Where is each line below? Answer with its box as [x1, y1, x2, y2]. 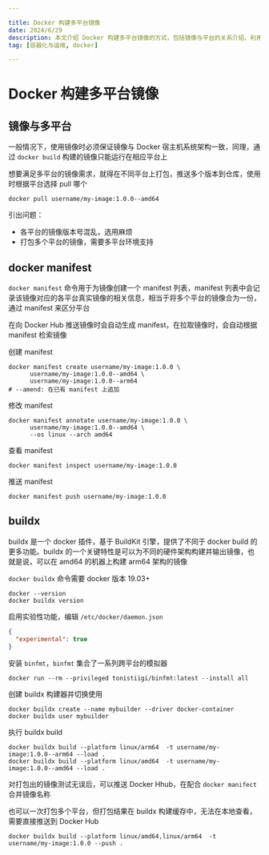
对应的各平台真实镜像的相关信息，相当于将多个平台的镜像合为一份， [35, 293, 261, 303]
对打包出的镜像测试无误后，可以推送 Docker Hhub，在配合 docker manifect [8, 779, 258, 789]
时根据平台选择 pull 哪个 [8, 179, 88, 189]
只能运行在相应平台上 [97, 152, 168, 162]
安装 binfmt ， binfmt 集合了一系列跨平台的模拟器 [8, 658, 168, 668]
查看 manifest [8, 446, 54, 456]
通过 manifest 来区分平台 [8, 303, 90, 313]
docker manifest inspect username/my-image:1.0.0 [8, 462, 178, 470]
